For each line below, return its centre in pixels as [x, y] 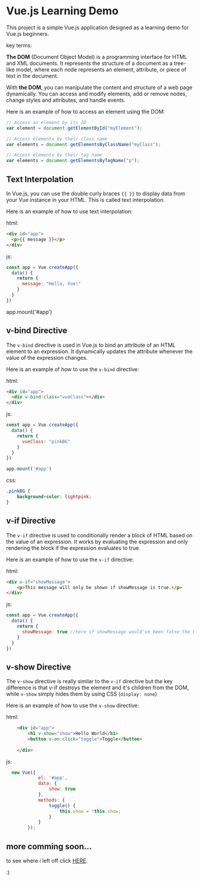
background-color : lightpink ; [54, 497]
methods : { [51, 800]
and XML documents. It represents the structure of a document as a [89, 63]
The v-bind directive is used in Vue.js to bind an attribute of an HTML [91, 345]
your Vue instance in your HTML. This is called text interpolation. [86, 200]
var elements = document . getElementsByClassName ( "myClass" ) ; [84, 144]
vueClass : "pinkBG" [46, 441]
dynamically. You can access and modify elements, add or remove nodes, [97, 94]
